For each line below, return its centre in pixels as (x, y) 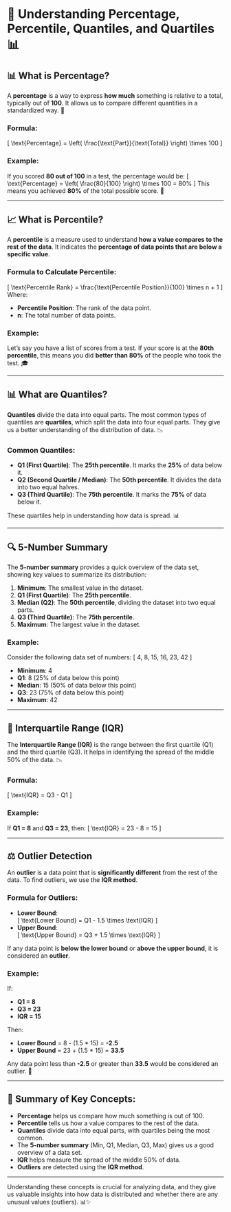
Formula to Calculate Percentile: (62, 272)
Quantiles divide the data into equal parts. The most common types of (107, 414)
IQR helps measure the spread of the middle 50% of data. (99, 1160)
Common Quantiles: (41, 450)
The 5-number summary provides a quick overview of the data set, (103, 567)
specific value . (29, 254)
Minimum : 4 (35, 670)
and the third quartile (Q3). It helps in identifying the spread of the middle (111, 752)
